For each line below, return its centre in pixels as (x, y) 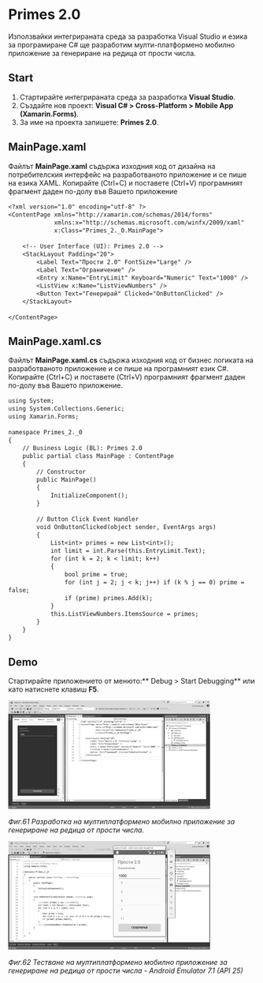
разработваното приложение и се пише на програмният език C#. (119, 369)
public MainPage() (67, 480)
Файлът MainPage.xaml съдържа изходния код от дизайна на (112, 166)
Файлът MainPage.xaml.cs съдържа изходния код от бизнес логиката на (131, 360)
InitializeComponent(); (89, 496)
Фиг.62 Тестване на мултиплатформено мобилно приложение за (118, 962)
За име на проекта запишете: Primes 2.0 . (89, 122)
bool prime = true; (96, 575)
